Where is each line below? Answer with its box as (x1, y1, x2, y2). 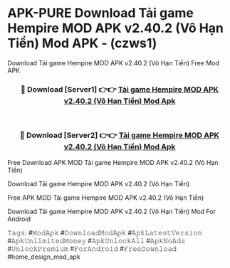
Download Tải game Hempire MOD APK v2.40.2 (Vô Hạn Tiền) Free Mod (7, 58, 219, 67)
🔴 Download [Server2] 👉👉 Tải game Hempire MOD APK (20, 130, 219, 140)
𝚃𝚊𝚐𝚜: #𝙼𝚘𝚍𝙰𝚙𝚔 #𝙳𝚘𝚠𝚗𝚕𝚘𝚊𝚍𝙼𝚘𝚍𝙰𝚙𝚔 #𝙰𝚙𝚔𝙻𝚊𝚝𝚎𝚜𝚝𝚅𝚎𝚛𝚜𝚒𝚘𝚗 (7, 228, 203, 237)
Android (7, 215, 31, 223)
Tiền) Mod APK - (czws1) (7, 36, 157, 51)
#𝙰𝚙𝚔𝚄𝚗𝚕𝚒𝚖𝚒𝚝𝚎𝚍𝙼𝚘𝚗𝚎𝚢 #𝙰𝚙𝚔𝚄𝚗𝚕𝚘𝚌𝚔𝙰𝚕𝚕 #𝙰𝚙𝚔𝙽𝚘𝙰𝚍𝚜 (7, 236, 186, 245)
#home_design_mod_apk (7, 252, 80, 261)
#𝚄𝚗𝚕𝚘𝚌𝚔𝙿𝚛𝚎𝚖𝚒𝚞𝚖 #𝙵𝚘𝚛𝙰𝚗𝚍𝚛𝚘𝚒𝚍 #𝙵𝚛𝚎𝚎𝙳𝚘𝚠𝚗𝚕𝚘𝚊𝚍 (7, 244, 177, 253)
